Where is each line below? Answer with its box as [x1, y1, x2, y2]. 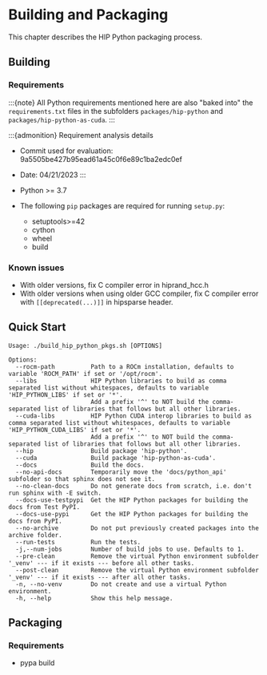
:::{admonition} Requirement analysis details [8, 130, 153, 139]
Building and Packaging [8, 6, 169, 24]
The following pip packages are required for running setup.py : [19, 200, 225, 210]
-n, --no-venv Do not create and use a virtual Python [15, 580, 227, 588]
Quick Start [8, 321, 66, 334]
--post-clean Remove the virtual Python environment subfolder [15, 566, 260, 574]
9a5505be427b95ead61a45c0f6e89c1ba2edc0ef [19, 154, 182, 164]
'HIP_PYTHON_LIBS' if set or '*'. [8, 390, 124, 398]
